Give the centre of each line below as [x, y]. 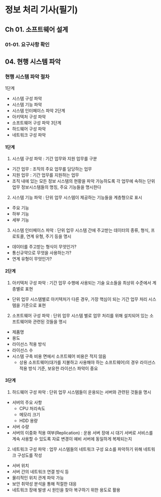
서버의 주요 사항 [27, 402]
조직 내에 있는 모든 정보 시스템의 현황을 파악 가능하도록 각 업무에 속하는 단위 [84, 181]
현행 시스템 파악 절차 [27, 77]
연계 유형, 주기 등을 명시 [49, 237]
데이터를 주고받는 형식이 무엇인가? [44, 247]
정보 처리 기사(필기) [42, 10]
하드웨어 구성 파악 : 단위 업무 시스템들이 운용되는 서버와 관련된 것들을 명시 [81, 392]
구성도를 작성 [29, 455]
